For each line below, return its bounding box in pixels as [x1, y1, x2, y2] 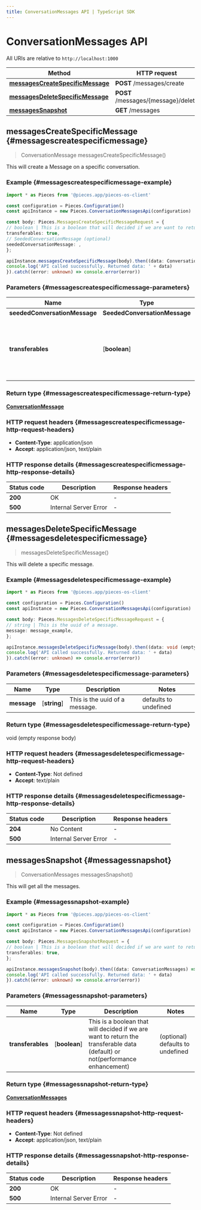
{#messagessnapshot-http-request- [74, 1109, 184, 1117]
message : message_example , [6, 628, 74, 634]
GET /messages [115, 106, 160, 114]
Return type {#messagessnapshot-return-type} [6, 1080, 148, 1089]
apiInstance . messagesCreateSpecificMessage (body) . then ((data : [6, 258, 165, 264]
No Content [50, 825, 83, 833]
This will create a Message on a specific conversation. [6, 163, 141, 171]
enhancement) [88, 1062, 130, 1071]
